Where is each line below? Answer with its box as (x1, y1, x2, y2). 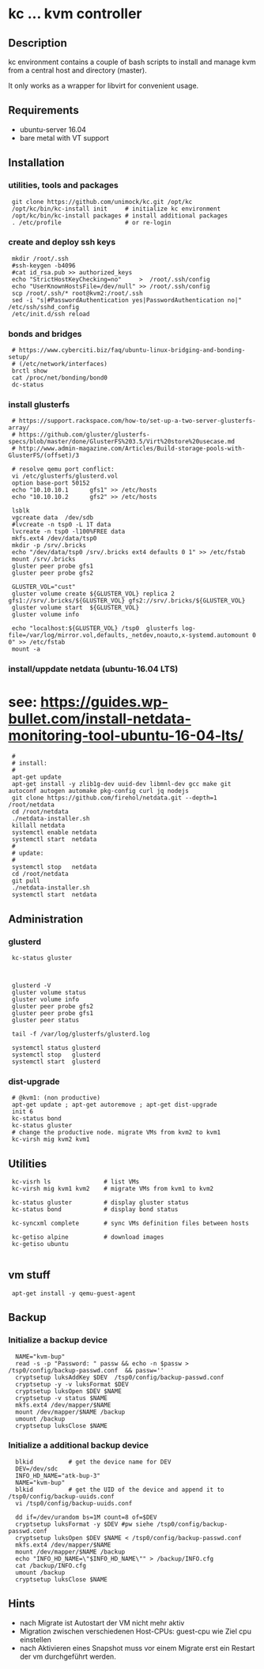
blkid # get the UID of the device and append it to (15, 1486, 224, 1493)
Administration (8, 912, 84, 926)
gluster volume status (11, 988, 87, 996)
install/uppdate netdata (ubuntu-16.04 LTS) (8, 663, 179, 674)
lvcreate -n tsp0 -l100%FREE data (11, 527, 126, 536)
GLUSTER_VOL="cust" (11, 583, 77, 591)
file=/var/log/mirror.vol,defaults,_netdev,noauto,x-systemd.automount (8, 632, 249, 640)
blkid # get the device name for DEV (15, 1458, 172, 1466)
